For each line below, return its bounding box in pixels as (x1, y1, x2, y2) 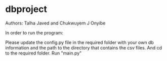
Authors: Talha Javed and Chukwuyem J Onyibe (5, 20, 106, 26)
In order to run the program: (5, 29, 63, 35)
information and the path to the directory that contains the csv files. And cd (5, 44, 162, 50)
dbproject (5, 3, 47, 15)
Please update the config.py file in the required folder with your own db (5, 39, 154, 45)
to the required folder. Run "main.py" (5, 50, 82, 56)
